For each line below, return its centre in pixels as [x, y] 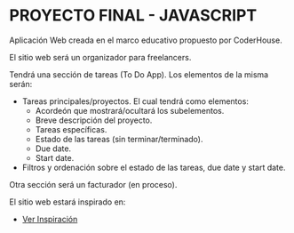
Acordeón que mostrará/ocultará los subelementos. [130, 110]
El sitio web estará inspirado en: [68, 202]
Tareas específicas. [71, 129]
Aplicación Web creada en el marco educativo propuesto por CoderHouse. [146, 40]
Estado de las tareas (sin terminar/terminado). [119, 139]
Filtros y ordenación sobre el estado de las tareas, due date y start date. [154, 167]
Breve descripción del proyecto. [94, 120]
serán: [21, 84]
